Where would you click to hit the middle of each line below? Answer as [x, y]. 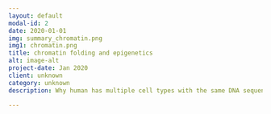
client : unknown [35, 75]
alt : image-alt [34, 61]
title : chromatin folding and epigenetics [81, 53]
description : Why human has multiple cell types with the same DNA [124, 90]
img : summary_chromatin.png [56, 38]
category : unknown [39, 83]
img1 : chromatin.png [43, 46]
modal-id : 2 [28, 23]
